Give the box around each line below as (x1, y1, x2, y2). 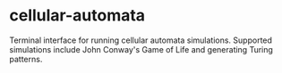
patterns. (9, 53, 43, 64)
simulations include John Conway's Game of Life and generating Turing (9, 44, 273, 54)
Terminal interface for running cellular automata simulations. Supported (9, 35, 273, 45)
